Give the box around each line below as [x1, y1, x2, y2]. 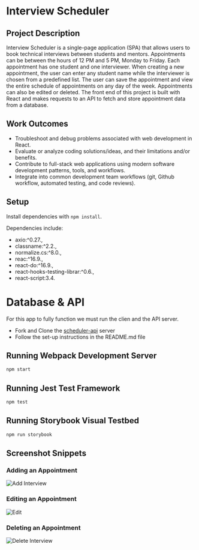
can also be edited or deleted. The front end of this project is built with [6, 89, 180, 95]
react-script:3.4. [14, 274, 56, 282]
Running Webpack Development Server [6, 350, 157, 361]
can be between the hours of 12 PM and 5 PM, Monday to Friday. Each [6, 57, 180, 64]
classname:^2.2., [14, 242, 57, 250]
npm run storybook [6, 431, 52, 438]
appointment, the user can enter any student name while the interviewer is [6, 70, 190, 76]
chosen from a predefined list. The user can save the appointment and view [6, 76, 194, 83]
